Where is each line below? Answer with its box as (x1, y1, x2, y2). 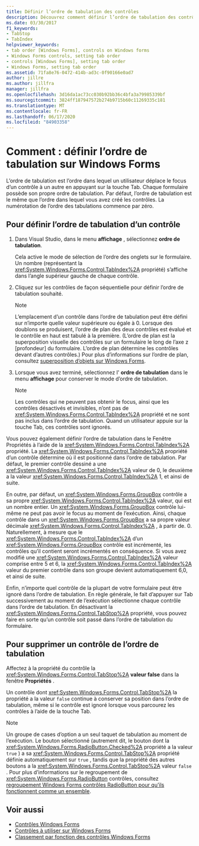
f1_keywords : (6, 25, 38, 32)
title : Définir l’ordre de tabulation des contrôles (6, 8, 139, 15)
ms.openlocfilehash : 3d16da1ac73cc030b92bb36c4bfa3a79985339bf (6, 92, 166, 98)
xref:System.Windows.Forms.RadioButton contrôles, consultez (6, 775, 159, 782)
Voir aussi (6, 805, 44, 815)
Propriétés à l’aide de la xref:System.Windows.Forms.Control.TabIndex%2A (6, 441, 190, 448)
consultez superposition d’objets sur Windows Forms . (14, 357, 146, 364)
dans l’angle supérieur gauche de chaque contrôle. (14, 272, 139, 279)
